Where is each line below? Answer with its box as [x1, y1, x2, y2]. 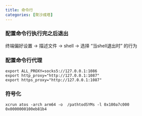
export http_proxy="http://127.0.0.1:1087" [5, 73, 100, 78]
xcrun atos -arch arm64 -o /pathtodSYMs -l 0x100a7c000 [5, 102, 130, 107]
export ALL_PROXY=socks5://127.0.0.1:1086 [5, 68, 97, 74]
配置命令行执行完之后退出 [5, 30, 69, 37]
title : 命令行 [5, 7, 33, 13]
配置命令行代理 [5, 57, 43, 64]
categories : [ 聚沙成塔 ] [5, 12, 53, 17]
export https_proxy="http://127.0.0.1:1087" [5, 78, 102, 83]
